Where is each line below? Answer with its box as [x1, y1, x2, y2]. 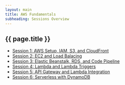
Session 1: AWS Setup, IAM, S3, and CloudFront [12, 48, 109, 54]
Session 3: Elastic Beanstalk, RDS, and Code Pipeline [12, 58, 120, 64]
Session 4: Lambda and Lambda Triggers [12, 64, 96, 70]
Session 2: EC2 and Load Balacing [12, 53, 82, 59]
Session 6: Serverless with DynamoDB [12, 74, 91, 80]
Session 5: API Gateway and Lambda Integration [12, 69, 110, 75]
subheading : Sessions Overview [5, 16, 69, 21]
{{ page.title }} [5, 35, 51, 43]
